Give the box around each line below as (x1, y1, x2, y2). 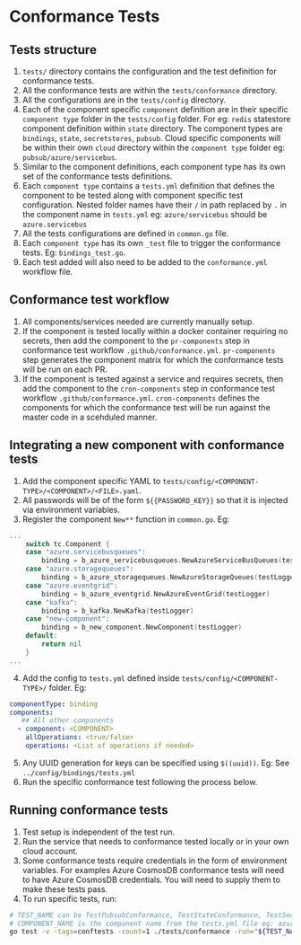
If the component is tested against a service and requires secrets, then (21, 373, 284, 384)
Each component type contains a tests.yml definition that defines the (21, 181, 275, 190)
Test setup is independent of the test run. (21, 826, 176, 837)
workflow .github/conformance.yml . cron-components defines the (21, 393, 260, 403)
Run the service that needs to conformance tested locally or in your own (21, 835, 289, 846)
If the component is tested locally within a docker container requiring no (21, 325, 288, 336)
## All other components (21, 716, 115, 725)
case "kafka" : (25, 597, 78, 607)
